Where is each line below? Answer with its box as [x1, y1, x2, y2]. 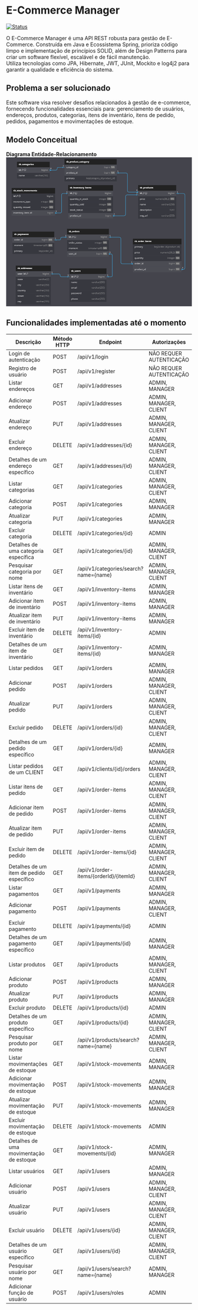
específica [8, 554, 34, 561]
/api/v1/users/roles [77, 1289, 124, 1296]
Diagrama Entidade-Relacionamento [6, 150, 97, 157]
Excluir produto [8, 1004, 46, 1011]
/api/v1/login [77, 353, 109, 360]
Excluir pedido [8, 724, 44, 731]
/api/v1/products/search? [77, 1036, 140, 1044]
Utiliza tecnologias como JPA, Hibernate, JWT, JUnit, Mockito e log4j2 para [6, 60, 190, 67]
